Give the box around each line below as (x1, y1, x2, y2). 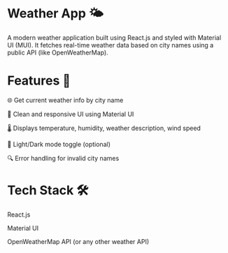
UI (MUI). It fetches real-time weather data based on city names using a (7, 41, 214, 49)
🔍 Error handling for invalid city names (7, 154, 120, 162)
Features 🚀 (7, 73, 71, 89)
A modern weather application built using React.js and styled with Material (7, 33, 222, 42)
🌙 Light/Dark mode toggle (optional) (7, 140, 111, 148)
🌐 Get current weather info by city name (7, 96, 124, 104)
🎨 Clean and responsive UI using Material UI (7, 110, 134, 118)
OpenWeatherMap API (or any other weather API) (7, 237, 150, 245)
